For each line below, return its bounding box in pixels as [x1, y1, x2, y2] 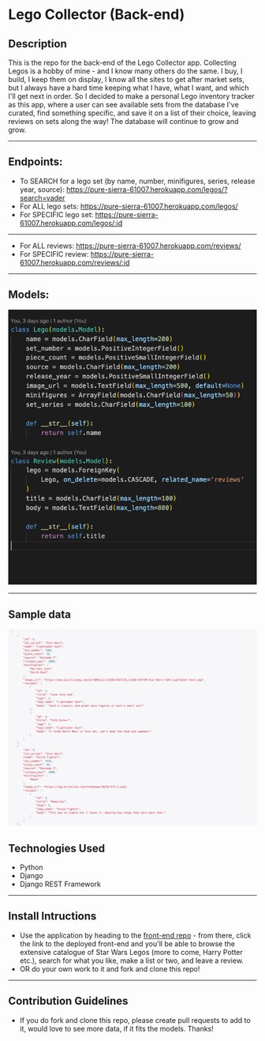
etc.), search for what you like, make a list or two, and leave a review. [19, 956, 244, 965]
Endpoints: [8, 156, 63, 169]
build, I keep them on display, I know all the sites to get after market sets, [8, 75, 245, 84]
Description [8, 37, 67, 51]
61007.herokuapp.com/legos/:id [19, 218, 123, 227]
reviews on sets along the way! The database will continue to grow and [8, 117, 239, 126]
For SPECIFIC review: [19, 249, 89, 258]
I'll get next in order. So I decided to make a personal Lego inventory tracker [8, 92, 255, 100]
